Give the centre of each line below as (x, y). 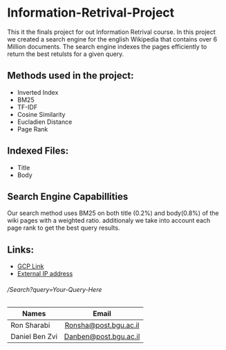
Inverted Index (38, 92)
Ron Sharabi (30, 325)
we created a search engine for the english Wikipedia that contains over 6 (112, 39)
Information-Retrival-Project (91, 13)
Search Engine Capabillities (68, 196)
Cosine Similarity (41, 114)
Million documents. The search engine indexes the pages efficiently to (107, 46)
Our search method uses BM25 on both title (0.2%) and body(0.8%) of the (113, 213)
